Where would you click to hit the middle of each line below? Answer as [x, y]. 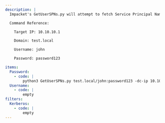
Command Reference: [29, 23]
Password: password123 [37, 59]
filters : [14, 99]
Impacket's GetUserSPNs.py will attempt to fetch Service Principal [81, 14]
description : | [21, 10]
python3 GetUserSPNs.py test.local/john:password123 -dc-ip [85, 81]
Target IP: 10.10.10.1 [37, 32]
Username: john [29, 49]
